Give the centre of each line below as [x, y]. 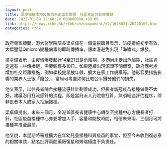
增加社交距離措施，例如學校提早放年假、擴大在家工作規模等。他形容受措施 [81, 72]
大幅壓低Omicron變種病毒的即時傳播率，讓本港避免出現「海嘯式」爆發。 [79, 49]
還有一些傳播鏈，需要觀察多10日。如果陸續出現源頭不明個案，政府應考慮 [83, 66]
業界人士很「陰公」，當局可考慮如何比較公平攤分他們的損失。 [76, 79]
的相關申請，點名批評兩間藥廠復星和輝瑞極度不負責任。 [62, 142]
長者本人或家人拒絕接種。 [36, 102]
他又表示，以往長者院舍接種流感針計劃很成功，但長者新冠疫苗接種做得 [77, 89]
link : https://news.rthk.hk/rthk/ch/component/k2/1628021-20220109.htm [81, 24]
